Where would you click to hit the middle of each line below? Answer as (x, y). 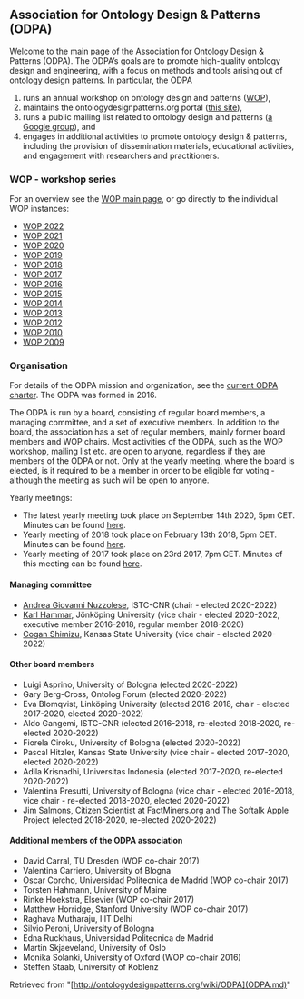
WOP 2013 (42, 314)
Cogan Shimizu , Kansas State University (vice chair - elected (137, 634)
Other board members (52, 664)
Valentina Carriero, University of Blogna (97, 871)
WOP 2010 (43, 333)
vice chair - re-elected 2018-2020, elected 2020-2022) (126, 800)
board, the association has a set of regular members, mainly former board (147, 432)
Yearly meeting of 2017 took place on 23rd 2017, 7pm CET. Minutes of (152, 554)
